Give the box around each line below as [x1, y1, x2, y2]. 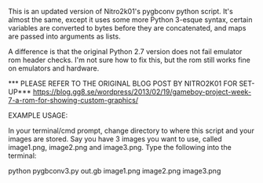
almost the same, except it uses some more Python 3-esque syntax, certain [8, 15, 253, 24]
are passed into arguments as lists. [8, 31, 121, 41]
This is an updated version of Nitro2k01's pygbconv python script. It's [8, 7, 233, 16]
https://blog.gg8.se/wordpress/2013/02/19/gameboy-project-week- [32, 87, 252, 97]
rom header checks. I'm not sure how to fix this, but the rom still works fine [8, 55, 251, 64]
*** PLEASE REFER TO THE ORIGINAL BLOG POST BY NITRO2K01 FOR [8, 79, 238, 88]
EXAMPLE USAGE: [8, 111, 68, 120]
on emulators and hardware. [8, 64, 100, 73]
